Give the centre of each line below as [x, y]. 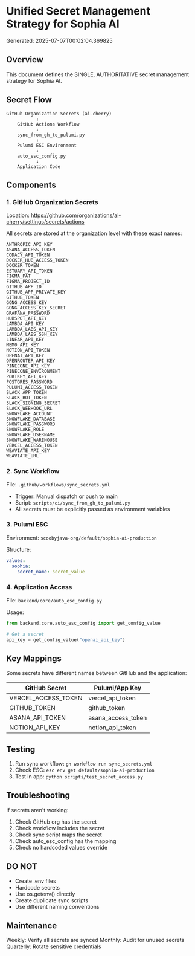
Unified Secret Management [78, 11]
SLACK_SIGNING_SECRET [34, 403]
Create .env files [35, 881]
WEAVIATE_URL [23, 456]
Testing [21, 749]
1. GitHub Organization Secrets [52, 202]
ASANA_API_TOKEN [38, 718]
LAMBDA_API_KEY [25, 324]
